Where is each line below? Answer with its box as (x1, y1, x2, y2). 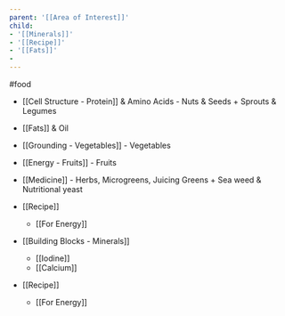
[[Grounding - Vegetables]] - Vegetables (21, 140, 171, 150)
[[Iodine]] (35, 253, 70, 263)
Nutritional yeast (21, 184, 83, 194)
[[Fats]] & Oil (21, 123, 69, 134)
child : (9, 21, 34, 30)
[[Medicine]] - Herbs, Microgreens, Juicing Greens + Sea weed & (21, 174, 262, 185)
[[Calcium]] (35, 263, 77, 272)
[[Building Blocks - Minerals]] (21, 236, 130, 246)
